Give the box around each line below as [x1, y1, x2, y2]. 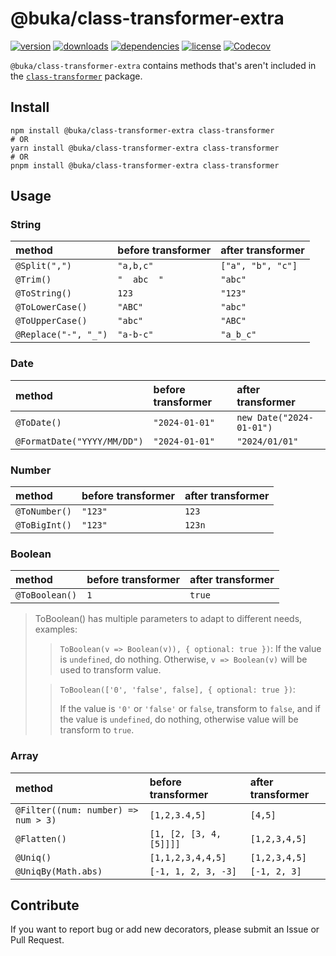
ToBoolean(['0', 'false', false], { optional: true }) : [59, 683, 296, 696]
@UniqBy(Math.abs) [15, 865, 103, 877]
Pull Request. [10, 934, 65, 946]
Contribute [10, 897, 80, 914]
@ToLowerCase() [15, 302, 88, 313]
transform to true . [59, 724, 135, 736]
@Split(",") [15, 260, 73, 272]
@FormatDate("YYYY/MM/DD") [15, 435, 144, 447]
